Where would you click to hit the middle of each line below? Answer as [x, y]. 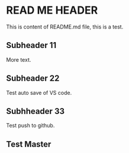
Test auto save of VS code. [39, 93]
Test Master [29, 144]
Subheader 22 [33, 79]
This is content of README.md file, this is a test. [65, 27]
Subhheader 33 [36, 111]
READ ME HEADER [52, 10]
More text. [19, 59]
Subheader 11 [31, 45]
